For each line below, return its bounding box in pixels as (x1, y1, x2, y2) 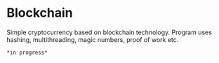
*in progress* (6, 49, 48, 56)
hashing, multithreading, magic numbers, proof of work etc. (6, 35, 179, 43)
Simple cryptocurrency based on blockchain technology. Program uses (6, 28, 212, 36)
